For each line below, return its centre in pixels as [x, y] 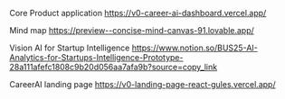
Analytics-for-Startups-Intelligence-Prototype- [96, 57]
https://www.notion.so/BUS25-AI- [195, 48]
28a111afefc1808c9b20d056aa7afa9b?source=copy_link [114, 67]
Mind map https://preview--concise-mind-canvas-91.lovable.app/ [132, 30]
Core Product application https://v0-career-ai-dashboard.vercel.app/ [138, 13]
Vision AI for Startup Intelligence [70, 48]
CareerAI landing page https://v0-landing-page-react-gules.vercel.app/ [142, 84]
